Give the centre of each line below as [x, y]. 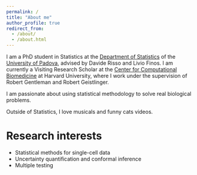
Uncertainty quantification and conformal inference [78, 159]
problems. [19, 100]
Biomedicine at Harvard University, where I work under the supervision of [97, 76]
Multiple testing [34, 165]
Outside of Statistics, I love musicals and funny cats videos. [80, 112]
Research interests [54, 136]
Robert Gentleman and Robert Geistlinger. [58, 82]
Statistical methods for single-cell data [63, 152]
